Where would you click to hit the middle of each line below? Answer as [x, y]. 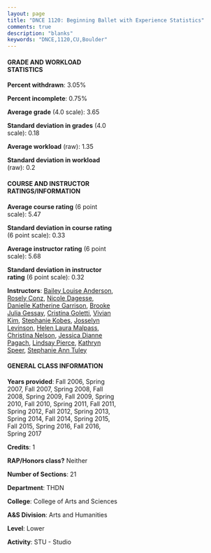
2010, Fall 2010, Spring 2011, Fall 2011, [62, 403]
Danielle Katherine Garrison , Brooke [59, 306]
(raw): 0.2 [21, 168]
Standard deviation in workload [54, 160]
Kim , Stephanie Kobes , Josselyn [53, 320]
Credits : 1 [21, 447]
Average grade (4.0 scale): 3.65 [53, 112]
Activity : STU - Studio [39, 542]
